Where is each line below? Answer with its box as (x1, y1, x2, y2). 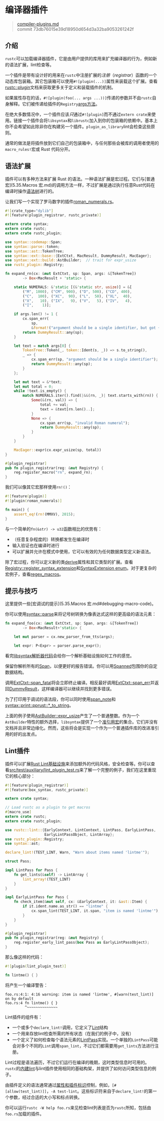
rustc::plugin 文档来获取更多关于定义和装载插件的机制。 (5, 84, 116, 90)
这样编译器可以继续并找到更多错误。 (41, 685, 115, 691)
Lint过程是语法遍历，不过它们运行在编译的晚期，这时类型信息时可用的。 (5, 1059, 150, 1065)
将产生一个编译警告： (5, 982, 48, 988)
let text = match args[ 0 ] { (14, 343, 71, 348)
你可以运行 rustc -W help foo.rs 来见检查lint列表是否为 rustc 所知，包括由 (5, 1104, 151, 1110)
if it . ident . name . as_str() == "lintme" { (22, 904, 108, 909)
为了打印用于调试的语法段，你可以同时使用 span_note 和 (5, 696, 116, 702)
